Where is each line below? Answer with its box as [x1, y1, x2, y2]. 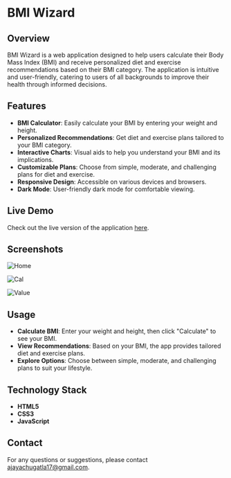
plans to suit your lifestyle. [17, 364, 93, 372]
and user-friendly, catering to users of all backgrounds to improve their [7, 73, 210, 81]
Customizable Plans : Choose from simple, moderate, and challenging [17, 163, 216, 171]
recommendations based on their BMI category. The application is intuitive [7, 66, 219, 73]
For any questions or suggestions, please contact [7, 455, 148, 463]
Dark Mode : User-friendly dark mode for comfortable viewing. [17, 185, 195, 193]
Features [7, 100, 46, 112]
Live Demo [7, 205, 54, 217]
